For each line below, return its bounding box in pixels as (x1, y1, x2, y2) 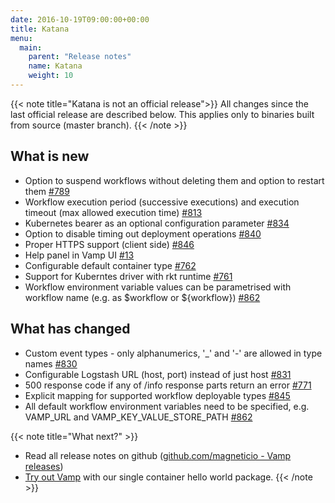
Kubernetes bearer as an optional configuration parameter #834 (24, 217, 290, 229)
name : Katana (28, 61, 83, 71)
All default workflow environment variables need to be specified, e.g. (24, 400, 310, 412)
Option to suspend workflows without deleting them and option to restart (24, 174, 325, 186)
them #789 (24, 185, 70, 197)
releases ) (24, 460, 64, 472)
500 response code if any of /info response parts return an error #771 (24, 379, 312, 391)
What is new (10, 148, 90, 165)
